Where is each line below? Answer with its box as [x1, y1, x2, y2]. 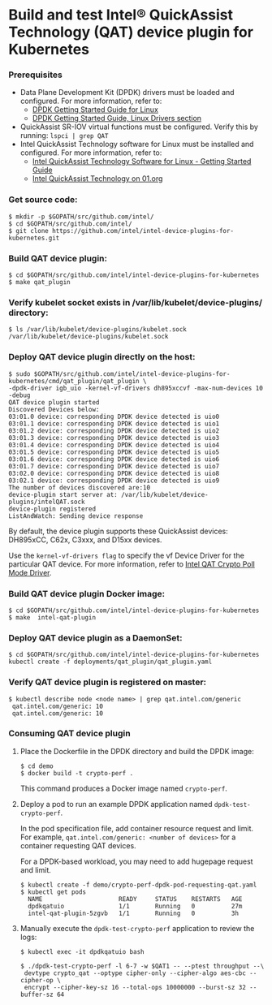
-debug [8, 391, 31, 399]
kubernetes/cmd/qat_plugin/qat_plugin [8, 377, 140, 385]
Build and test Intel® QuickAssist [8, 6, 234, 24]
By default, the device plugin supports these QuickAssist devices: [8, 526, 229, 536]
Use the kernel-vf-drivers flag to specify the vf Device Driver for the [8, 550, 245, 560]
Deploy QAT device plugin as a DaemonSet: [8, 632, 183, 643]
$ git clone [8, 226, 49, 235]
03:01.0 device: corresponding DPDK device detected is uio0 [8, 412, 220, 421]
